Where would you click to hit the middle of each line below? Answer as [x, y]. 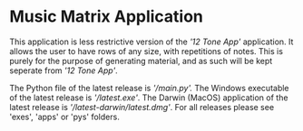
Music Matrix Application [107, 17]
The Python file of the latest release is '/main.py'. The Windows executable [149, 88]
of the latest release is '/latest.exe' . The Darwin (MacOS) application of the [149, 98]
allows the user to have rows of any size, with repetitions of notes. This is [147, 51]
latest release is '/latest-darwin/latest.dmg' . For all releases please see [142, 107]
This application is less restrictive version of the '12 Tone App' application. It [151, 42]
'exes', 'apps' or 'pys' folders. [64, 117]
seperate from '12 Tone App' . [64, 70]
